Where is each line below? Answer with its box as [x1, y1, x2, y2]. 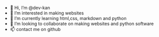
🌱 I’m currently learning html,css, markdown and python [10, 15, 127, 21]
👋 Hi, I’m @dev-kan [10, 5, 50, 10]
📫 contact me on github [10, 26, 61, 32]
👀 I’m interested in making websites [10, 10, 84, 16]
